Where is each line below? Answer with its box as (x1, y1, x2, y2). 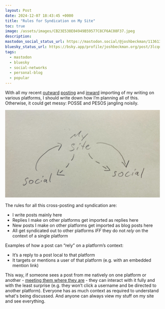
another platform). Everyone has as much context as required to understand (5, 287, 159, 293)
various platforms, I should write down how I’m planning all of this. (5, 95, 139, 101)
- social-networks (9, 65, 48, 70)
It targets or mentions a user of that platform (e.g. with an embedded (12, 257, 151, 263)
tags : (5, 49, 16, 54)
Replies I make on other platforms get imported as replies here (12, 217, 138, 223)
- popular (9, 75, 29, 81)
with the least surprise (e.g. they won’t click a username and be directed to (5, 282, 157, 288)
